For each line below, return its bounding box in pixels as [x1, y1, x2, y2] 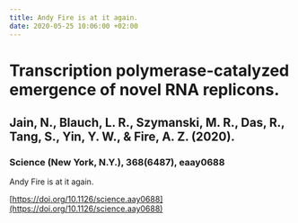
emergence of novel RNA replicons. [9, 79, 280, 100]
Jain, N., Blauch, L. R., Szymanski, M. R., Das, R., [9, 115, 285, 130]
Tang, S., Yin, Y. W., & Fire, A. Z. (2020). [9, 129, 235, 145]
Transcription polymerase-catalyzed [9, 60, 290, 81]
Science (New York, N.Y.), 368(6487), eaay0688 [9, 156, 225, 168]
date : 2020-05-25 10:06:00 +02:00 [9, 22, 139, 31]
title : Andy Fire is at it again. [9, 13, 139, 22]
